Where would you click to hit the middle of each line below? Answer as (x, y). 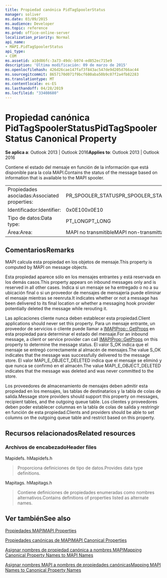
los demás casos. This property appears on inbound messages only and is (81, 282)
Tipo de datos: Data (30, 218)
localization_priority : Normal (38, 38)
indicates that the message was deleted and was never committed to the (80, 371)
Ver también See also (38, 519)
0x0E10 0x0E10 (84, 210)
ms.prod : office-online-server (38, 33)
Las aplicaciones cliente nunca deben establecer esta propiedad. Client (78, 318)
